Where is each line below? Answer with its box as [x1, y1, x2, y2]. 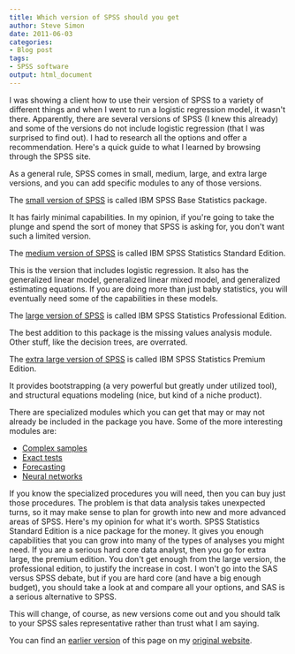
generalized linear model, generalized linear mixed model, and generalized [9, 274, 281, 285]
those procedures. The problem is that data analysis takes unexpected [9, 497, 266, 508]
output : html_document [9, 71, 93, 80]
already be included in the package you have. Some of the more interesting [9, 416, 284, 427]
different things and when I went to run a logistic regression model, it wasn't [9, 103, 286, 115]
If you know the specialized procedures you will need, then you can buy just [9, 488, 286, 498]
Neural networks [21, 470, 83, 482]
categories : [9, 37, 53, 47]
